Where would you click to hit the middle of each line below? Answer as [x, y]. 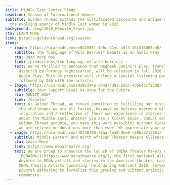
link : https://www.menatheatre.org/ [53, 147]
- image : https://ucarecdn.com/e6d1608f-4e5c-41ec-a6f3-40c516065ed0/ [86, 48]
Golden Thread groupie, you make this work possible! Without [86, 123]
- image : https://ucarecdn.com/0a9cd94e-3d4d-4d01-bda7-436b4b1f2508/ [86, 85]
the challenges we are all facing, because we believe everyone [88, 109]
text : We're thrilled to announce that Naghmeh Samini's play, [82, 66]
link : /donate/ [30, 99]
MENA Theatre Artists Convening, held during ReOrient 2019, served [92, 165]
